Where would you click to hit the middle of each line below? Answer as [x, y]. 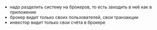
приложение [23, 12]
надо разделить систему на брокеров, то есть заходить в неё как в [81, 7]
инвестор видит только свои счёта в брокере [58, 22]
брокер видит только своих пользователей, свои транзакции [74, 17]
